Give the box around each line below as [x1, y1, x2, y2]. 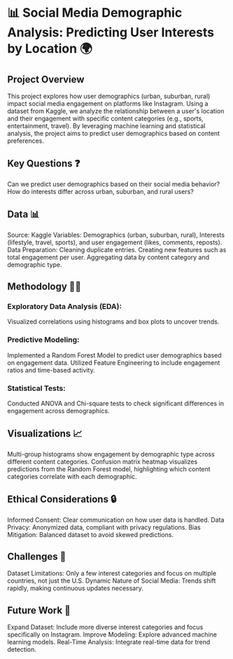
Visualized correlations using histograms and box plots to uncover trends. [7, 317, 220, 326]
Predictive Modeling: [7, 335, 80, 345]
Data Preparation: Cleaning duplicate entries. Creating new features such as [7, 245, 227, 254]
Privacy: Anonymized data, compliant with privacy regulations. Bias [7, 522, 201, 532]
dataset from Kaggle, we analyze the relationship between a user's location [7, 107, 225, 115]
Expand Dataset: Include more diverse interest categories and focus [7, 623, 204, 632]
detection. [7, 645, 37, 654]
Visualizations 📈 [7, 428, 83, 440]
